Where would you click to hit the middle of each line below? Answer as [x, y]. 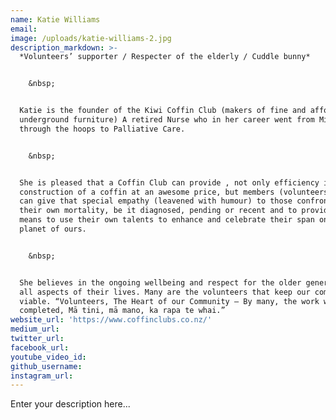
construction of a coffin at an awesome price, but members [147, 192]
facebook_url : [40, 347]
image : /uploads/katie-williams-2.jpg [91, 38]
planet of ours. [53, 229]
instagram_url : [42, 376]
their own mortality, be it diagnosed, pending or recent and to [158, 211]
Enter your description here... [70, 404]
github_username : [46, 366]
